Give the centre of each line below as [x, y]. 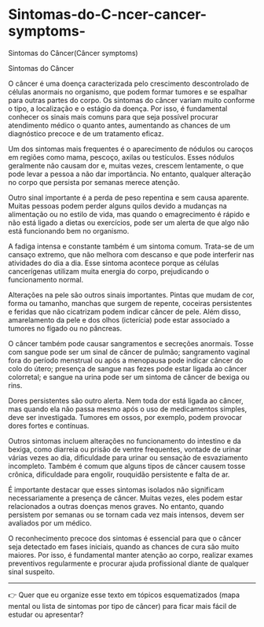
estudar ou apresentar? [46, 614]
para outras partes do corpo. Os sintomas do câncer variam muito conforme [132, 100]
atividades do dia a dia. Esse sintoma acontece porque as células [114, 263]
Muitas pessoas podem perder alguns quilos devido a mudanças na [118, 205]
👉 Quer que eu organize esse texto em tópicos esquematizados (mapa [124, 595]
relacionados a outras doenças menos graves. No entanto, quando [116, 506]
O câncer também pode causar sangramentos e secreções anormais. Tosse [131, 343]
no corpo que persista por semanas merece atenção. [94, 182]
